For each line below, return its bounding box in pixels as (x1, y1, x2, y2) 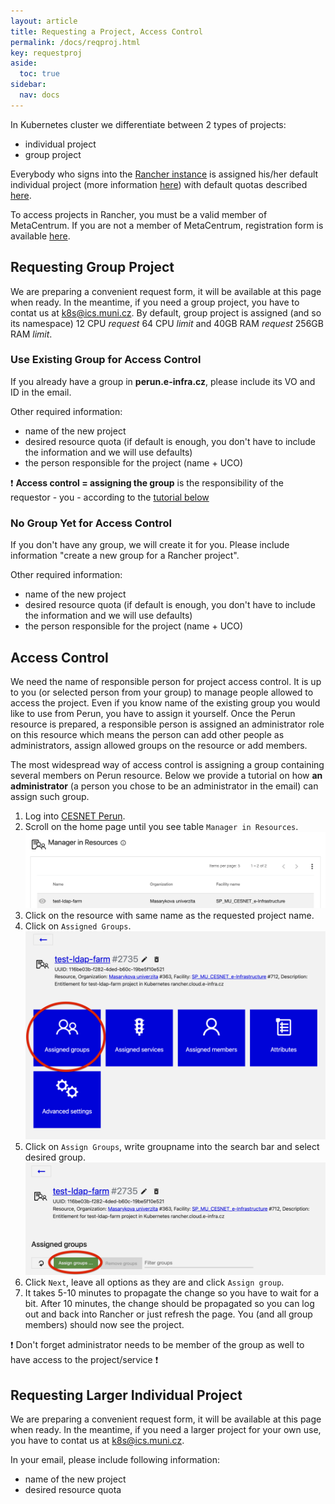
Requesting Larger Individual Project (10, 1386, 243, 1404)
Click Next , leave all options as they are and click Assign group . (24, 1276, 285, 1289)
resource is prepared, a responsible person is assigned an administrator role (10, 718, 325, 730)
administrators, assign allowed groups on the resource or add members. (10, 739, 308, 751)
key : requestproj (10, 48, 83, 58)
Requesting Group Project (10, 259, 175, 276)
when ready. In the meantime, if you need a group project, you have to (10, 296, 300, 308)
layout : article (10, 16, 78, 26)
